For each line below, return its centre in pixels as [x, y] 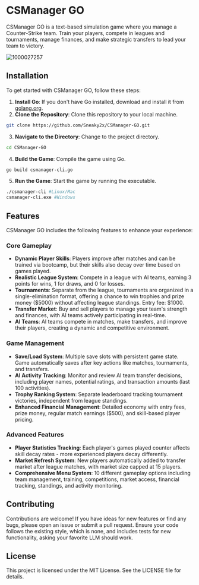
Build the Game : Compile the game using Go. [70, 159]
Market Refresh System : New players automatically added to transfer [100, 460]
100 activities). [32, 388]
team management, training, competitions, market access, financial [97, 479]
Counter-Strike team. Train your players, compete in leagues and [86, 33]
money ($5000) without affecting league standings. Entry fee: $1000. [99, 303]
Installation [27, 76]
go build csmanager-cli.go [40, 170]
